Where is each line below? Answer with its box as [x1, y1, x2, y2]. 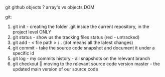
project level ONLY [12, 29, 52, 34]
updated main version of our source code [12, 66, 99, 72]
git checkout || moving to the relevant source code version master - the [12, 61, 160, 66]
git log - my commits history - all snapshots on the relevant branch [12, 55, 150, 61]
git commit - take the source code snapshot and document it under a [12, 45, 155, 50]
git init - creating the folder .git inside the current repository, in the [12, 23, 149, 29]
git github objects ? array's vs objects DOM [5, 4, 95, 10]
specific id [12, 50, 34, 56]
